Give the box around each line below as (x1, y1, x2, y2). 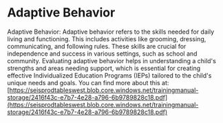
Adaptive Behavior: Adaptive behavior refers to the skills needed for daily (7, 27, 215, 36)
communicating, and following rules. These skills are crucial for (7, 42, 187, 50)
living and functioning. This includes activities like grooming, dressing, (7, 34, 206, 43)
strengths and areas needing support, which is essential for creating (7, 64, 201, 72)
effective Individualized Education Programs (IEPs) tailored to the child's (7, 71, 212, 80)
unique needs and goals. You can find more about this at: (7, 78, 169, 87)
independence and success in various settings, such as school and (7, 49, 198, 58)
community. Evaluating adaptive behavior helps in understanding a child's (7, 56, 217, 65)
